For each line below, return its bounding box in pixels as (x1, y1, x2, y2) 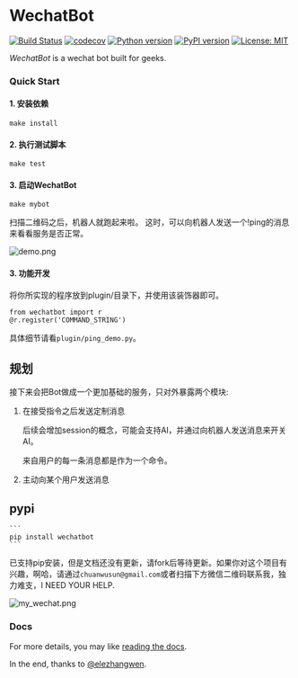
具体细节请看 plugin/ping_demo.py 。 (9, 332, 142, 343)
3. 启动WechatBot (9, 179, 77, 190)
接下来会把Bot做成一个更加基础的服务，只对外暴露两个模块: (9, 387, 229, 397)
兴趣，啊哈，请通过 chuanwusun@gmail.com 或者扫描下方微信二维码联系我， (9, 568, 279, 580)
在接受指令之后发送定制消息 (22, 406, 126, 416)
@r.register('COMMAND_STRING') (9, 316, 127, 325)
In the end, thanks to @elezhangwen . (9, 658, 147, 669)
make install (9, 119, 58, 129)
